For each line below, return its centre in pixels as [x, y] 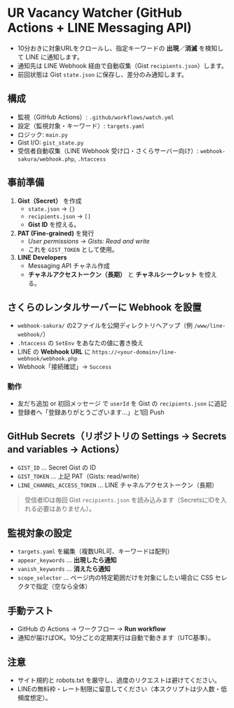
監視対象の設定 [40, 533]
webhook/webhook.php [47, 359]
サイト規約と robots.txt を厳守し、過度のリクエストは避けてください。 [119, 680]
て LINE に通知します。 [50, 57]
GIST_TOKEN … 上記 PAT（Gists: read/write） [80, 476]
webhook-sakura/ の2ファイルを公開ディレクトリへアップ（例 [105, 326]
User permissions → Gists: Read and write [89, 241]
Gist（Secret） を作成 [49, 201]
